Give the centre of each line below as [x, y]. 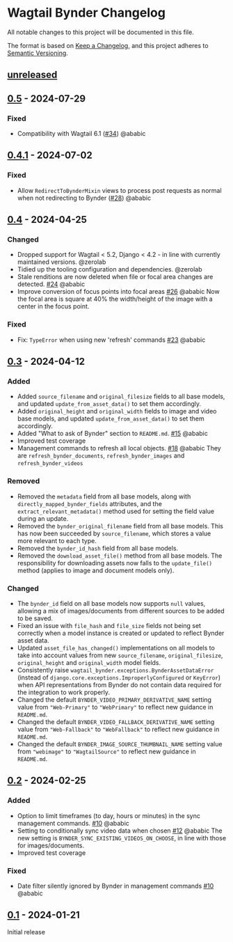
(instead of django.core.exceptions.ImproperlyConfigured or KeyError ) [119, 677]
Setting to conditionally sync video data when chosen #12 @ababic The [120, 831]
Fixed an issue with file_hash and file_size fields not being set [109, 625]
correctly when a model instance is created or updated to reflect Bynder [121, 633]
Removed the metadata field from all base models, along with [104, 496]
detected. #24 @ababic [51, 284]
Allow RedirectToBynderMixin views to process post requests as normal [119, 190]
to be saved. [35, 618]
